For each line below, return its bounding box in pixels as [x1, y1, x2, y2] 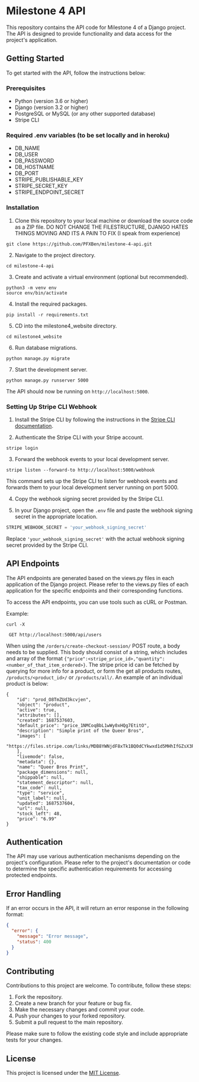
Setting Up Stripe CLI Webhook [6, 402, 97, 411]
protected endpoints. [6, 872, 57, 879]
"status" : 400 [17, 939, 52, 945]
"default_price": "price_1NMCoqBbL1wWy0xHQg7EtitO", [17, 722, 150, 728]
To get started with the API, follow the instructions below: [6, 69, 146, 76]
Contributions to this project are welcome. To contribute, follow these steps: [6, 982, 191, 989]
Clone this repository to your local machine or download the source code [14, 217, 193, 224]
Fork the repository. [14, 994, 63, 1001]
